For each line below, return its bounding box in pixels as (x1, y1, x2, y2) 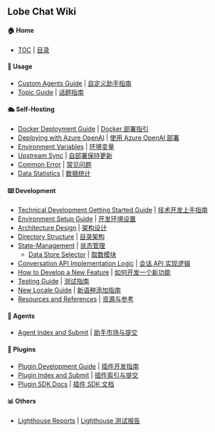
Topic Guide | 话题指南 (17, 88, 84, 96)
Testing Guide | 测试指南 (17, 277, 90, 286)
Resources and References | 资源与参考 (17, 295, 134, 304)
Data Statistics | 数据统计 (17, 169, 91, 178)
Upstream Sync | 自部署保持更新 (17, 151, 112, 160)
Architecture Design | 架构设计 (17, 224, 107, 232)
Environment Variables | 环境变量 (17, 143, 115, 150)
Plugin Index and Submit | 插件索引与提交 (17, 371, 139, 379)
